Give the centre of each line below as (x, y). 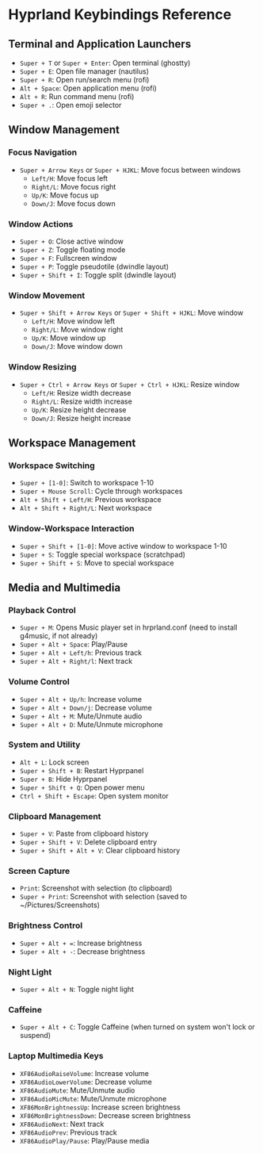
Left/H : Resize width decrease (81, 393)
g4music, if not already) (59, 636)
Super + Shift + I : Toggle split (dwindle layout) (98, 274)
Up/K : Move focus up (65, 195)
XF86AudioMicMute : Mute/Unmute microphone (93, 1098)
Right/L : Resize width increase (82, 401)
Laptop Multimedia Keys (56, 1056)
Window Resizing (42, 367)
